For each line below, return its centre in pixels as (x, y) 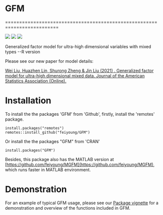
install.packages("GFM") (30, 150)
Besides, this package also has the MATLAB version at (60, 159)
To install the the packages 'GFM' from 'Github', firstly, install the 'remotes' (80, 114)
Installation (28, 101)
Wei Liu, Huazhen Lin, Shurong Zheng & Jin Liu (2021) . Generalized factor (80, 71)
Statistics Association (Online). (36, 81)
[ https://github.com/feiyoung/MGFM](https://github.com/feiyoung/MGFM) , (80, 164)
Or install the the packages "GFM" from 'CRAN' (53, 141)
